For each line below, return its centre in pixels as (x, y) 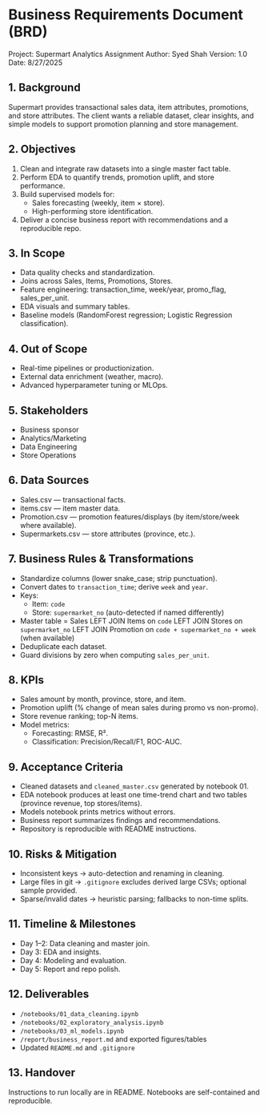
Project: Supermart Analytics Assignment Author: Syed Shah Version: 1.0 (128, 54)
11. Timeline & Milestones (72, 924)
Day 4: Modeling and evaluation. (73, 960)
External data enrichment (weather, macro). (92, 377)
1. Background (45, 88)
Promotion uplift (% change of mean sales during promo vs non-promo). (139, 708)
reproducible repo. (50, 228)
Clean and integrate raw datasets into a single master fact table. (125, 168)
